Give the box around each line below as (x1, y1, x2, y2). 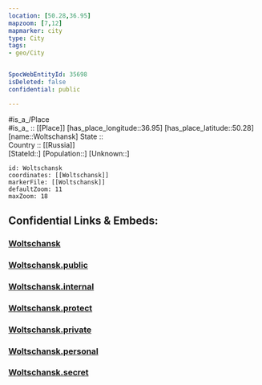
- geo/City (8, 49, 45, 57)
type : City (8, 34, 45, 43)
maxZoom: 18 (8, 192, 48, 201)
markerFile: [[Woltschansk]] (8, 178, 106, 186)
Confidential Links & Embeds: (8, 214, 159, 228)
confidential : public (8, 85, 81, 93)
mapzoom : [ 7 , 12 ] (8, 19, 62, 27)
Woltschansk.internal (8, 281, 95, 292)
